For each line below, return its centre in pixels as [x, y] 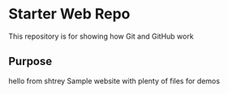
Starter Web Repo [69, 14]
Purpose [30, 61]
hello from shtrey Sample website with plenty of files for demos [114, 80]
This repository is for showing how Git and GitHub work [101, 36]
